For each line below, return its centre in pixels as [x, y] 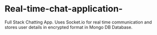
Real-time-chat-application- [64, 9]
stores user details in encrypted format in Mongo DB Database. [69, 27]
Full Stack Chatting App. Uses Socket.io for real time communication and [78, 22]
